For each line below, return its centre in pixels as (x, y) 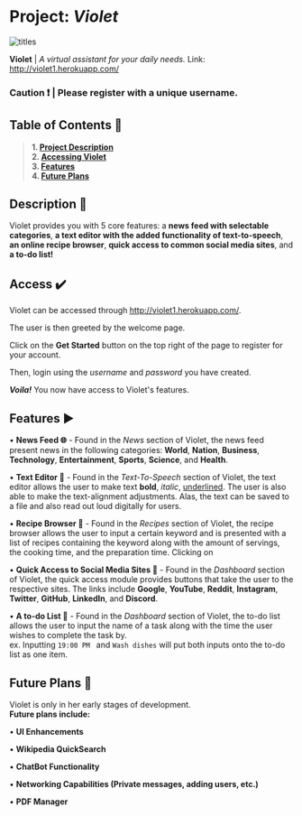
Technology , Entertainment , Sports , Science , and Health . (119, 460)
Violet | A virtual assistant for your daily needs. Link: (107, 59)
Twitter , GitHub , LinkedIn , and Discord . (84, 598)
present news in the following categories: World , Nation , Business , (134, 450)
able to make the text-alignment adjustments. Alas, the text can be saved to (150, 496)
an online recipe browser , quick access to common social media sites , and (151, 245)
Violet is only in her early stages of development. (100, 704)
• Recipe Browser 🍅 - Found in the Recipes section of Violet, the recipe (142, 524)
